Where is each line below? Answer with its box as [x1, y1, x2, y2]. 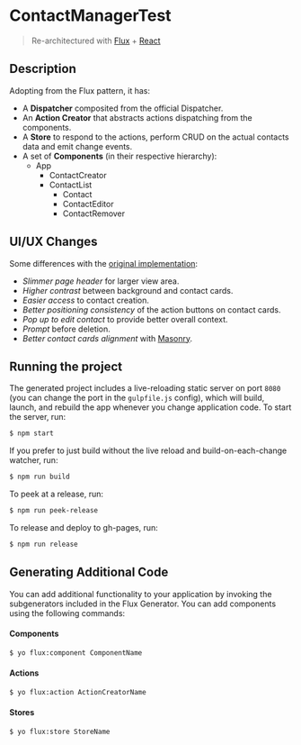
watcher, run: [9, 455, 58, 466]
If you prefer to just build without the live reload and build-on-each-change [9, 445, 288, 456]
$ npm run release [9, 540, 78, 549]
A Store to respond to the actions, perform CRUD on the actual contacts [22, 132, 289, 142]
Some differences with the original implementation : [9, 258, 199, 268]
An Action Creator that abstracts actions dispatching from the [22, 112, 253, 123]
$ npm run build [9, 472, 70, 482]
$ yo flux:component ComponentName [9, 648, 143, 658]
